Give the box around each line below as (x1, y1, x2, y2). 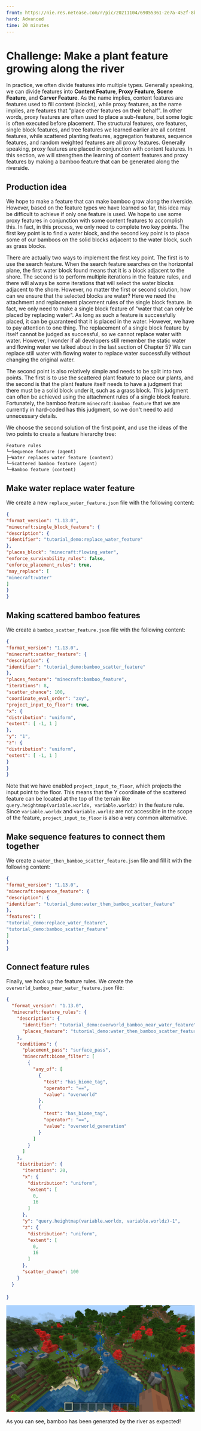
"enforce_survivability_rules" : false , (6, 556, 106, 562)
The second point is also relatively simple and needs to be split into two (6, 368, 182, 375)
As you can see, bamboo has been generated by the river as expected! (6, 1417, 181, 1425)
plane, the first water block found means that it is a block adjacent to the (6, 267, 185, 274)
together (6, 841, 40, 851)
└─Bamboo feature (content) (6, 467, 77, 473)
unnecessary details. (6, 412, 58, 420)
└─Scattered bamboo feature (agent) (6, 461, 98, 467)
